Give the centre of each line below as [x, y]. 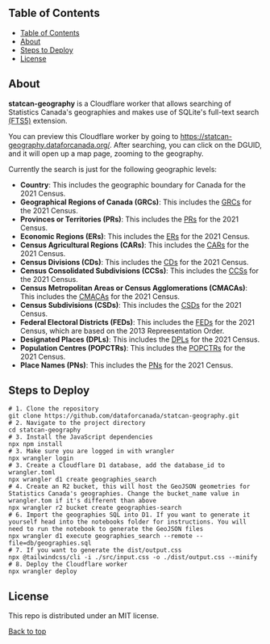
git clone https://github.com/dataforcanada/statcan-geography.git [124, 416]
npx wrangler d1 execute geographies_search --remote [101, 537]
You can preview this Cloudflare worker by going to [93, 136]
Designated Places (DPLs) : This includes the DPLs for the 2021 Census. [140, 339]
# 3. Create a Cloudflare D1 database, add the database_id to [117, 465]
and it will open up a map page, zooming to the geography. [106, 154]
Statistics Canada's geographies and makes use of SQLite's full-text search [134, 112]
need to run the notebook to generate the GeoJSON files [106, 529]
